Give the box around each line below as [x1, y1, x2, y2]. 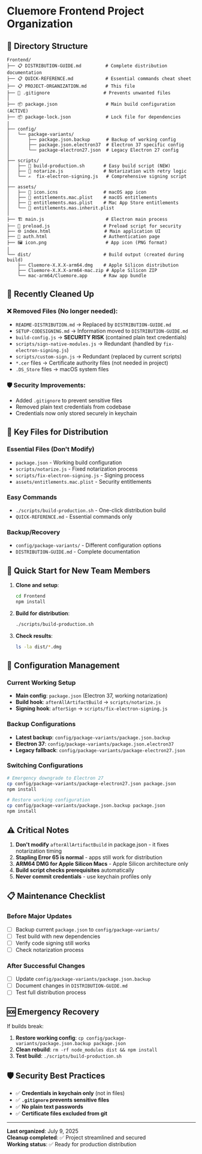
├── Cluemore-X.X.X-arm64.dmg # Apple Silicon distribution [17, 262, 179, 268]
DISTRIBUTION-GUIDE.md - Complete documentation [15, 548, 140, 555]
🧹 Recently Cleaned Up [7, 289, 95, 299]
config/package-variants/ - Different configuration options [15, 542, 161, 549]
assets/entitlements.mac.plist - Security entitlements [15, 478, 152, 485]
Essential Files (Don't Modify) [7, 445, 95, 454]
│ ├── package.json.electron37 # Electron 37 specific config [7, 142, 185, 148]
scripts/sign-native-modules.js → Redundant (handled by [15, 340, 162, 347]
